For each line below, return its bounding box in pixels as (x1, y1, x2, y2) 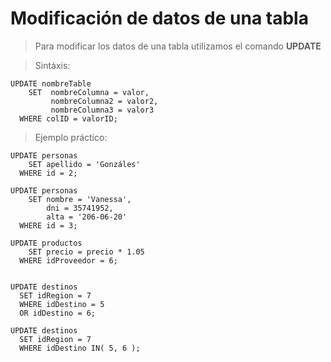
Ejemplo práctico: (34, 131, 108, 143)
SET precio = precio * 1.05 (28, 247, 145, 257)
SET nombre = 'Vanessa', (28, 194, 132, 204)
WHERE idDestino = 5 (19, 299, 105, 309)
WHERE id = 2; (19, 168, 78, 178)
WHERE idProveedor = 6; (19, 255, 118, 266)
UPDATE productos (10, 238, 83, 248)
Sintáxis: (34, 59, 71, 71)
